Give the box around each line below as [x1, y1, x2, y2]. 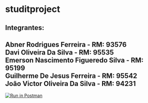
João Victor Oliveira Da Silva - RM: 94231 [5, 79, 136, 88]
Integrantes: [5, 23, 44, 32]
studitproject [5, 3, 60, 15]
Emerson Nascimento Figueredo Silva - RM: [5, 56, 144, 64]
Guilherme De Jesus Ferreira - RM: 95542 [5, 71, 137, 80]
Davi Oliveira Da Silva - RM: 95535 [5, 48, 114, 56]
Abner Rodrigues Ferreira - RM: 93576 [5, 40, 127, 48]
